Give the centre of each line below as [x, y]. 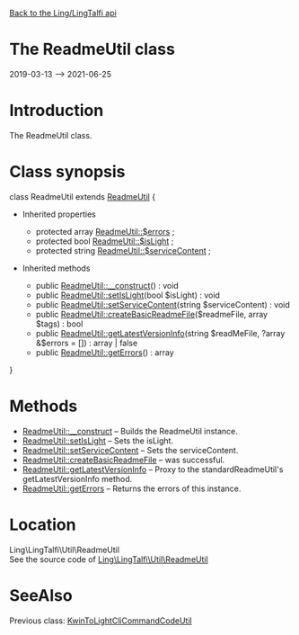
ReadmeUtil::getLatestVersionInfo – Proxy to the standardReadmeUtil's [153, 469]
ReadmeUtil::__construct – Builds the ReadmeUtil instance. [130, 431]
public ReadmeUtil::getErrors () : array [105, 352]
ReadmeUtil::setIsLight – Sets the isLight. [97, 441]
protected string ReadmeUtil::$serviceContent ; [123, 250]
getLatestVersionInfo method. [77, 478]
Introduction [57, 111]
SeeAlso [41, 595]
